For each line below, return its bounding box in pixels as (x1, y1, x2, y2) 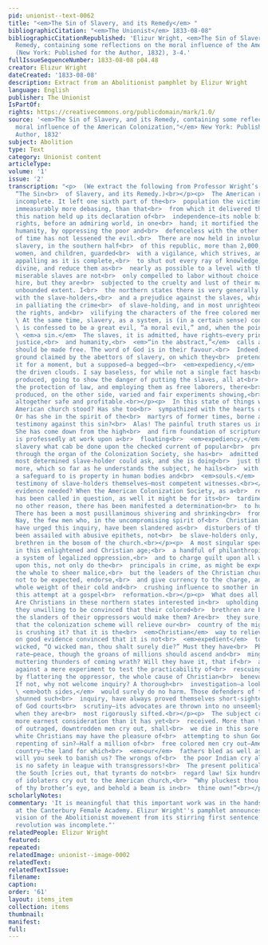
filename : (8, 873, 41, 881)
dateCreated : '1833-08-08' (8, 71, 98, 79)
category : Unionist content (8, 153, 102, 161)
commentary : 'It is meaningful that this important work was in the (8, 799, 241, 807)
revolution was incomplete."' (15, 821, 116, 829)
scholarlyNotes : (8, 792, 62, 800)
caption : (8, 880, 37, 889)
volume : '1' (8, 168, 48, 176)
